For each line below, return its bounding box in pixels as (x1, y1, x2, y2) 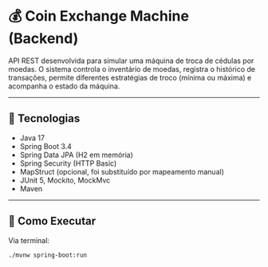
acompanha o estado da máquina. (8, 81, 120, 91)
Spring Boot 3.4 (19, 141, 72, 151)
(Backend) (8, 29, 79, 48)
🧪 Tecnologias (8, 112, 81, 125)
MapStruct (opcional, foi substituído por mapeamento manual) (19, 167, 225, 176)
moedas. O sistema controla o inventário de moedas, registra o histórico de (8, 64, 256, 73)
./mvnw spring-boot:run (8, 251, 88, 259)
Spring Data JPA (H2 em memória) (19, 150, 134, 159)
